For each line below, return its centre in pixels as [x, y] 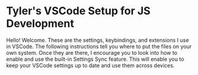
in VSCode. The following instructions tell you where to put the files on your [99, 46]
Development [40, 24]
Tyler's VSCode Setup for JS [78, 11]
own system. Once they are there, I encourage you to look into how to [92, 52]
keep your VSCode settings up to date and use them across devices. [90, 65]
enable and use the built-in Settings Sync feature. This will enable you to [95, 59]
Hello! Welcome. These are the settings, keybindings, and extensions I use [98, 40]
